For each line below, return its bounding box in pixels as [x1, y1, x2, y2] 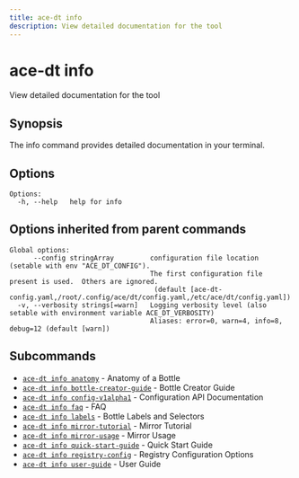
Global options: [9, 245, 70, 254]
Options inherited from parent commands [9, 222, 247, 237]
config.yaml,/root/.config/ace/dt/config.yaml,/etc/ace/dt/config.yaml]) [9, 293, 292, 302]
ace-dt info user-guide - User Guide [22, 458, 162, 469]
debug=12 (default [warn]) [9, 324, 110, 333]
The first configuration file [149, 269, 263, 279]
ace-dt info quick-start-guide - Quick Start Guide [22, 439, 214, 450]
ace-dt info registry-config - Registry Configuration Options [22, 448, 254, 459]
